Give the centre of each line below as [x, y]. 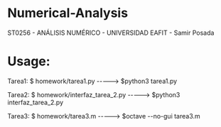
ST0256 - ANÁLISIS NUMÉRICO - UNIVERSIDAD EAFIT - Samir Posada [111, 33]
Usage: [29, 61]
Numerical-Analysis [68, 13]
